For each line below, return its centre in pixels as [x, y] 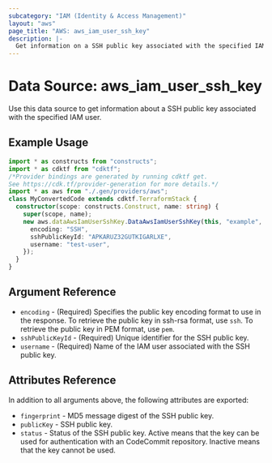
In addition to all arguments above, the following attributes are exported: [129, 400]
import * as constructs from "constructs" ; [83, 161]
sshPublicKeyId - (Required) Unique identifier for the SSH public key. [134, 337]
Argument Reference [62, 292]
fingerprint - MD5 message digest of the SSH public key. [117, 415]
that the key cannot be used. [68, 450]
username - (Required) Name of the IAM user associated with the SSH [135, 346]
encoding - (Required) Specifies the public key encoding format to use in [140, 311]
